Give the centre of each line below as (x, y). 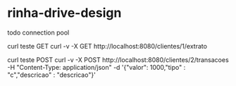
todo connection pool (38, 32)
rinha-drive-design (64, 13)
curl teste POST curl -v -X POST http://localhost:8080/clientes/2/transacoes (118, 60)
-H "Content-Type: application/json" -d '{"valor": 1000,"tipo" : (97, 67)
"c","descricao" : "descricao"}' (52, 75)
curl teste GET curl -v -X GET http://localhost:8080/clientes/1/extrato (107, 46)
